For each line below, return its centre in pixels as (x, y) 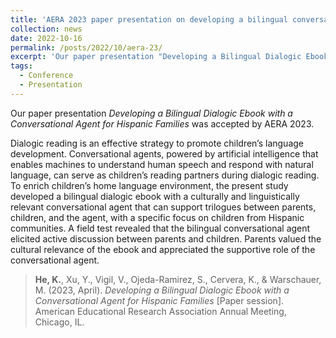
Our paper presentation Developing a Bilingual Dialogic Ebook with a (151, 113)
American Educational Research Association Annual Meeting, (160, 311)
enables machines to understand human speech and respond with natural (162, 164)
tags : (21, 66)
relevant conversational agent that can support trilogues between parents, (163, 207)
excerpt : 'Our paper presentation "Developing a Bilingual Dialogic (156, 57)
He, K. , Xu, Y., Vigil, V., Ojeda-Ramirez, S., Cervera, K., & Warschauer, (178, 279)
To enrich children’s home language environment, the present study (149, 185)
